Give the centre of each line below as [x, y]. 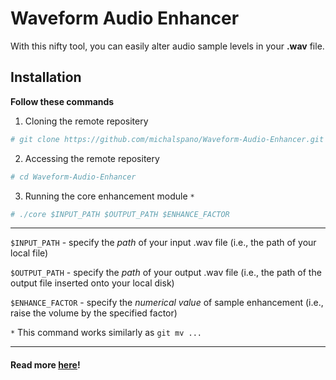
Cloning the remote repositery [86, 121]
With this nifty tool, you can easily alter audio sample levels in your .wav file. [167, 46]
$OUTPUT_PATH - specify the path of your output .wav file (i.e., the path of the [166, 273]
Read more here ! [45, 364]
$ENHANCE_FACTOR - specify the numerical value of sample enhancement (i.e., [167, 303]
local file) [29, 253]
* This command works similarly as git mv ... [106, 333]
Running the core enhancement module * [109, 196]
